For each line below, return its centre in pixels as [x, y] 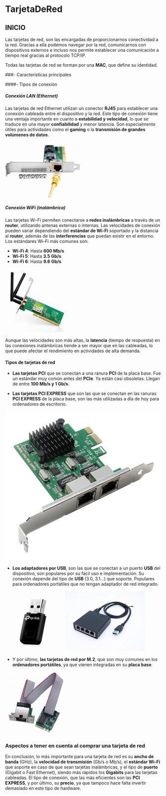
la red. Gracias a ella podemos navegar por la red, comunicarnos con [76, 45]
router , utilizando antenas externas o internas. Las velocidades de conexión [83, 225]
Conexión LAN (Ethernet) [31, 96]
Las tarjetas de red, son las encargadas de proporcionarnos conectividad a [82, 39]
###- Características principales [38, 75]
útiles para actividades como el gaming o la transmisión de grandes [75, 129]
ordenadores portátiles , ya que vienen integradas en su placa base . [82, 665]
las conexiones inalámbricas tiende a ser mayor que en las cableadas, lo [79, 345]
